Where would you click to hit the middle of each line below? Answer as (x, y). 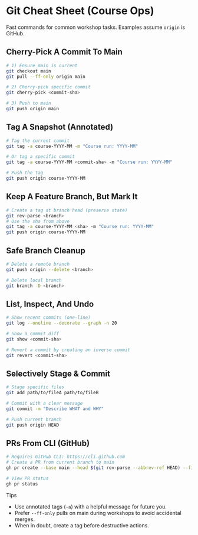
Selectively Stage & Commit (58, 373)
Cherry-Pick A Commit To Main (64, 52)
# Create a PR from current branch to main (60, 463)
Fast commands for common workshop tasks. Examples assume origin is (96, 27)
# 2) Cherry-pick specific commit (49, 87)
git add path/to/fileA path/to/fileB (52, 393)
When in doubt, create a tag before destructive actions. (82, 525)
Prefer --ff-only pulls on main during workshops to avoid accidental (98, 513)
